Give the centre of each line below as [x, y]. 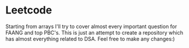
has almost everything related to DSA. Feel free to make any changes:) [90, 39]
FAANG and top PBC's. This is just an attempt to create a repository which [94, 32]
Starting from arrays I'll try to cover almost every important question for [91, 26]
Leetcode [29, 10]
